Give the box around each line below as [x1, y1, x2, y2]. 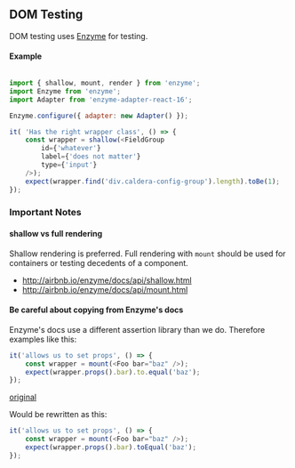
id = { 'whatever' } [41, 144, 101, 153]
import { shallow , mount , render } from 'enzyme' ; [9, 79, 201, 88]
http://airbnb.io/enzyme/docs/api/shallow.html [21, 275, 193, 286]
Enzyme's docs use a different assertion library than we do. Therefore [9, 324, 266, 335]
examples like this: [9, 334, 77, 344]
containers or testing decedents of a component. [9, 257, 188, 268]
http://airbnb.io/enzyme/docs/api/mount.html [21, 284, 188, 295]
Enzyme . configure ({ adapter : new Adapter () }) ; [9, 111, 189, 120]
